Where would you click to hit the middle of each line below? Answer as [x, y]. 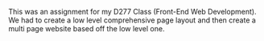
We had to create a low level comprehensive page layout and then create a [132, 20]
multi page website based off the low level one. [87, 29]
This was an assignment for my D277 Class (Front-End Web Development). [132, 12]
